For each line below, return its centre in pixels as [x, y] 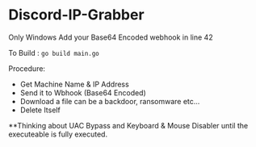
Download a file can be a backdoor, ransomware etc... [110, 101]
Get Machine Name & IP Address [74, 84]
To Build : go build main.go [54, 52]
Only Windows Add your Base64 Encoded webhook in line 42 [111, 37]
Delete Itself [40, 110]
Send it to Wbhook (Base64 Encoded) [83, 92]
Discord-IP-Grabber [76, 15]
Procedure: [27, 68]
